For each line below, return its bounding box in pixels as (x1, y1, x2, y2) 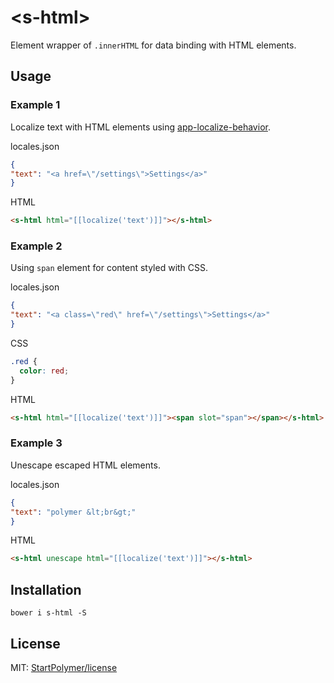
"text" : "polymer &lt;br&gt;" (10, 507, 137, 517)
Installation (10, 581, 82, 598)
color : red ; (19, 366, 70, 376)
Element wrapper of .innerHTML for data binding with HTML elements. (10, 39, 297, 51)
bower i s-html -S (10, 608, 87, 618)
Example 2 (10, 239, 63, 253)
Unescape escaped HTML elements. (10, 459, 161, 471)
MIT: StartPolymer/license (10, 661, 118, 673)
